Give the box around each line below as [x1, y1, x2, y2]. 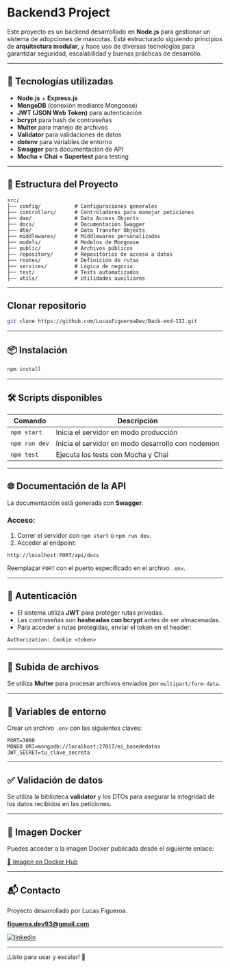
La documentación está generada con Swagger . [7, 499, 144, 507]
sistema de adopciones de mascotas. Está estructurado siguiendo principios [7, 34, 222, 43]
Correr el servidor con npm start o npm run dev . [16, 531, 152, 539]
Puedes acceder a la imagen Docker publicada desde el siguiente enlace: [7, 844, 214, 852]
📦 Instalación [7, 344, 68, 356]
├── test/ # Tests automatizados [7, 269, 139, 276]
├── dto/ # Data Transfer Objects [7, 226, 146, 234]
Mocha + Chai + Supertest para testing [16, 152, 129, 161]
